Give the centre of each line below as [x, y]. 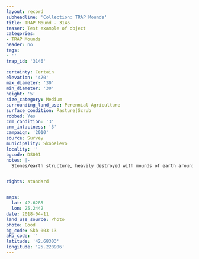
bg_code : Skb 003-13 [32, 231]
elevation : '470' [28, 78]
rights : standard [28, 181]
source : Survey [25, 138]
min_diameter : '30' [30, 89]
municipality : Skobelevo [37, 143]
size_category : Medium [34, 100]
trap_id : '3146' [26, 61]
